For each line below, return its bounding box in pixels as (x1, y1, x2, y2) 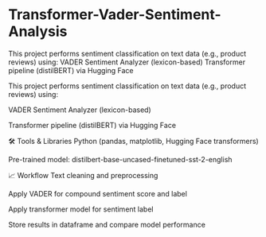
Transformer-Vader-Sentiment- (8, 6, 221, 24)
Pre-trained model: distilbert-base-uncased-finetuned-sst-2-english (8, 154, 233, 164)
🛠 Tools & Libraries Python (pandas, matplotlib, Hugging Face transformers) (8, 136, 259, 146)
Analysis (8, 22, 68, 41)
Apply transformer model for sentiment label (8, 204, 154, 214)
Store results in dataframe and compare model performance (8, 220, 205, 229)
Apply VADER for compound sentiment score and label (8, 188, 187, 198)
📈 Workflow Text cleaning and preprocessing (8, 170, 158, 180)
